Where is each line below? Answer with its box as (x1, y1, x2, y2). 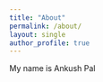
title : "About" (9, 13, 66, 23)
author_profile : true (9, 38, 90, 48)
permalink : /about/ (9, 22, 82, 31)
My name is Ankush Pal (9, 63, 96, 74)
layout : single (9, 30, 66, 39)
